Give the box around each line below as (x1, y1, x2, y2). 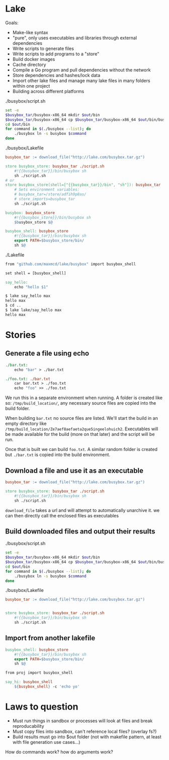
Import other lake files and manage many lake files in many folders (12, 78, 150, 84)
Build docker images (12, 56, 55, 62)
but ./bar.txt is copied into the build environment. (5, 451, 111, 458)
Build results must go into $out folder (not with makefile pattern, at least (12, 733, 162, 740)
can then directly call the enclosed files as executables (5, 512, 119, 518)
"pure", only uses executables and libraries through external (12, 35, 137, 41)
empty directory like (5, 421, 47, 427)
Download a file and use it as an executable (5, 466, 143, 475)
